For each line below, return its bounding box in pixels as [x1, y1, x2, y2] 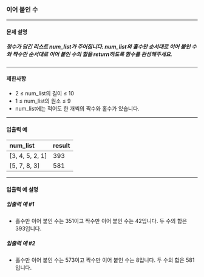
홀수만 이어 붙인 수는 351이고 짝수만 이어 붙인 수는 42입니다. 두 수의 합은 [15, 217, 187, 224]
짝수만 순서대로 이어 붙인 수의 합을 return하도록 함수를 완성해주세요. [12, 50, 173, 58]
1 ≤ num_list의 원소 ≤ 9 [15, 97, 71, 104]
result [52, 142, 70, 150]
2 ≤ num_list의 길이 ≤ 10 [15, 90, 75, 97]
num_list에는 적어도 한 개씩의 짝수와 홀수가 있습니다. [15, 105, 140, 112]
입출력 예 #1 [6, 200, 35, 208]
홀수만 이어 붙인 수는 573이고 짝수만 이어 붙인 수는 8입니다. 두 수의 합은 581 [15, 256, 195, 264]
